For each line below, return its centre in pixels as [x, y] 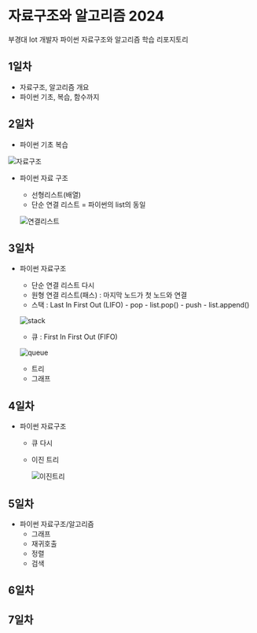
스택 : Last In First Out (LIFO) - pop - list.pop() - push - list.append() [140, 305]
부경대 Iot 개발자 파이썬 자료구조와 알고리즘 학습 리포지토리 [98, 39]
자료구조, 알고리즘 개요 [54, 86]
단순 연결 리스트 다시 [63, 285]
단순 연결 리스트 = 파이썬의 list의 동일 [88, 204]
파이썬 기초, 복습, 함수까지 [59, 97]
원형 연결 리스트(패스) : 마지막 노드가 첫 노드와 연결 [109, 295]
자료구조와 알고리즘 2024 [86, 16]
